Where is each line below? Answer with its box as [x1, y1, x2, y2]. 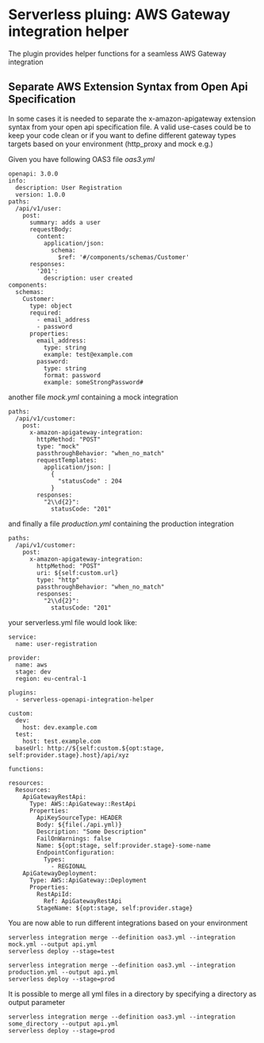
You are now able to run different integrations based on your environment [8, 917, 248, 927]
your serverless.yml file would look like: [8, 617, 137, 627]
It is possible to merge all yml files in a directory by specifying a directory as [8, 989, 257, 999]
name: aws [15, 661, 48, 669]
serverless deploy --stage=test [8, 947, 115, 955]
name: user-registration [15, 639, 98, 648]
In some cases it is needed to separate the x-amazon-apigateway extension [8, 114, 256, 123]
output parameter [8, 997, 66, 1006]
